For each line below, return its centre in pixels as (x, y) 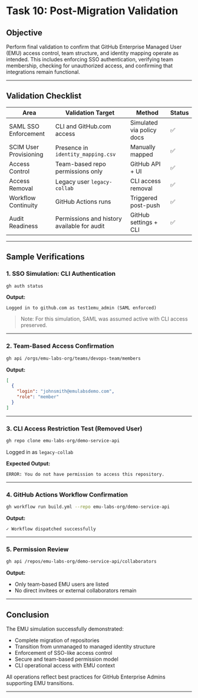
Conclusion (28, 614)
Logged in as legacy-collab (40, 452)
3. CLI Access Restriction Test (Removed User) (74, 428)
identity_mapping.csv (85, 154)
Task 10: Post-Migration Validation (92, 11)
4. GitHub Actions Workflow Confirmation (67, 494)
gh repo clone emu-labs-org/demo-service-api (63, 441)
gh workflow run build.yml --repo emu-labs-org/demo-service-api (88, 507)
